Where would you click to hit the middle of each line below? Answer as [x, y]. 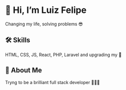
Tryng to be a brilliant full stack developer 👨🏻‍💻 [53, 82]
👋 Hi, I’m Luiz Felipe [46, 10]
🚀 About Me [24, 70]
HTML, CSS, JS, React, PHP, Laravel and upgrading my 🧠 [63, 55]
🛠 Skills [18, 40]
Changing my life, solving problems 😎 [44, 24]
